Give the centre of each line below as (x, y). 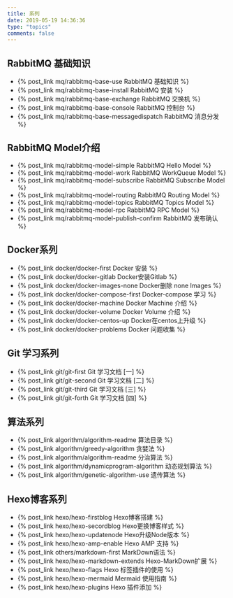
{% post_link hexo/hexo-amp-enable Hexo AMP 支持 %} (98, 543)
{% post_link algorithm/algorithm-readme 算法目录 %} (95, 440)
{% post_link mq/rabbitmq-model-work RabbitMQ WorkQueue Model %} (122, 173)
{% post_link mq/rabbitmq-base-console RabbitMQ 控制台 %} (106, 108)
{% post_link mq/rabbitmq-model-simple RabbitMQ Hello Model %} (114, 165)
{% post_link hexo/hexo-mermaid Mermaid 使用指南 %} (97, 578)
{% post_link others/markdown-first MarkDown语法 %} (96, 553)
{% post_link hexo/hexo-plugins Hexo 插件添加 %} (90, 588)
